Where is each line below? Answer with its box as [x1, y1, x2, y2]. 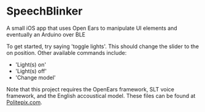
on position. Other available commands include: [6, 49, 127, 56]
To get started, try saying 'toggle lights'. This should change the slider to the [6, 43, 199, 50]
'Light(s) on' [15, 61, 47, 68]
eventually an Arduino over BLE [6, 30, 86, 38]
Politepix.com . [6, 99, 42, 106]
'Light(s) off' [15, 67, 47, 74]
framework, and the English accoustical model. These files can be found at [6, 92, 196, 99]
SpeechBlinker [6, 4, 83, 18]
